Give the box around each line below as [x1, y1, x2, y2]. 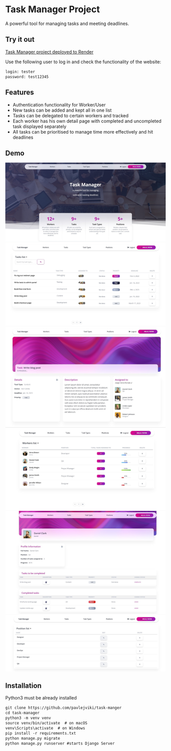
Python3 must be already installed [5, 695, 77, 701]
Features [5, 88, 34, 97]
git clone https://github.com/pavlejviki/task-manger [5, 705, 122, 711]
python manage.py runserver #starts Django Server [5, 741, 115, 746]
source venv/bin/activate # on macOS [5, 720, 88, 726]
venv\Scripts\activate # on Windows [5, 726, 85, 731]
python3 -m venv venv [5, 715, 51, 721]
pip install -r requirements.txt [5, 731, 76, 736]
